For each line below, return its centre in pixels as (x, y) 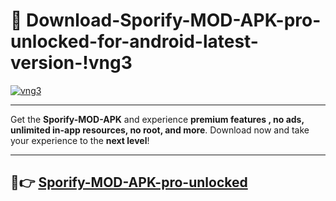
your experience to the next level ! (80, 140)
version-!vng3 (71, 63)
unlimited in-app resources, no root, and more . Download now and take (160, 130)
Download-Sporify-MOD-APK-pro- (174, 20)
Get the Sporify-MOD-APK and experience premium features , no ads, (157, 119)
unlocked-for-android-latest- (134, 41)
